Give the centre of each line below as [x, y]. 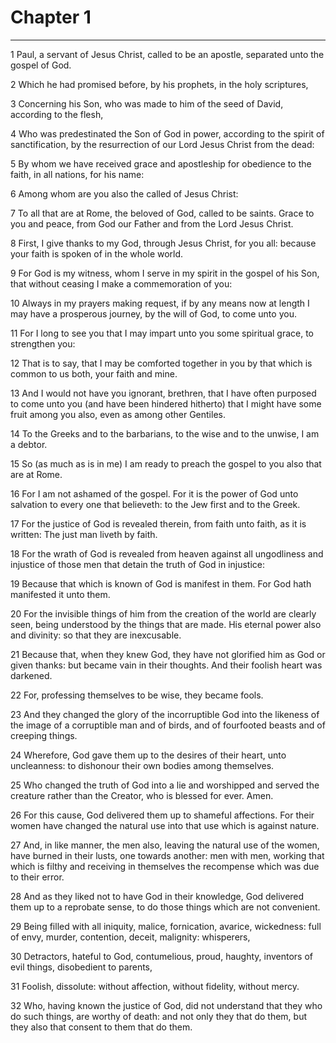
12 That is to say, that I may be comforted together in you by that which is [161, 363]
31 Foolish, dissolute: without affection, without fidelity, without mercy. [155, 986]
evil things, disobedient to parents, [81, 967]
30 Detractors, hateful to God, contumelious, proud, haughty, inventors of [161, 956]
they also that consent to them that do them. [101, 1027]
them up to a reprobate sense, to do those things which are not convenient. [165, 907]
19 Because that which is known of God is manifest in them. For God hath [161, 583]
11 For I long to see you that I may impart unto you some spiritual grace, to [162, 333]
